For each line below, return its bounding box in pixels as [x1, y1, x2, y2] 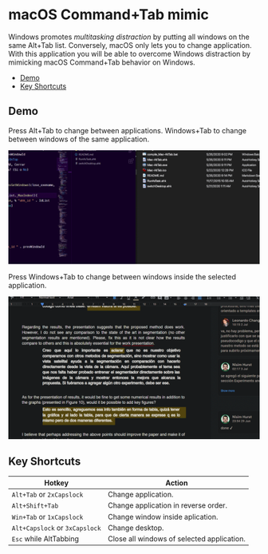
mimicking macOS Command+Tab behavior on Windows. [8, 57, 195, 67]
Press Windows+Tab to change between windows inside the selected [8, 272, 237, 282]
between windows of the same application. [8, 134, 150, 144]
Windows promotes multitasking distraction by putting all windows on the [8, 32, 250, 42]
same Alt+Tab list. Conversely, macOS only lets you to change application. [8, 40, 252, 49]
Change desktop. [107, 523, 164, 532]
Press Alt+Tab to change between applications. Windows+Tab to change [8, 125, 247, 135]
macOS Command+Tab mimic [8, 6, 209, 24]
